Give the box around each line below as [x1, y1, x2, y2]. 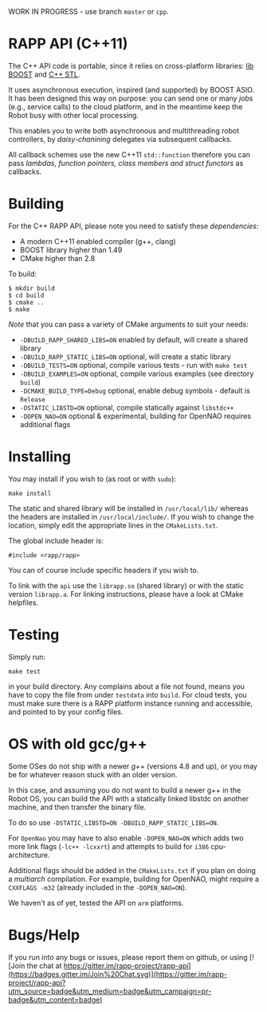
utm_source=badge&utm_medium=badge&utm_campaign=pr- [8, 986, 212, 996]
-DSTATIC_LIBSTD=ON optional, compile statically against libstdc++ [19, 402, 234, 412]
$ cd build [8, 291, 45, 299]
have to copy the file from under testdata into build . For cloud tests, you [8, 690, 247, 699]
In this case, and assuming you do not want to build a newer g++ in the [8, 785, 241, 795]
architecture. [8, 850, 50, 860]
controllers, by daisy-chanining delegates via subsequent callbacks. [8, 134, 233, 144]
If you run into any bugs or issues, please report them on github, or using [8, 952, 249, 962]
